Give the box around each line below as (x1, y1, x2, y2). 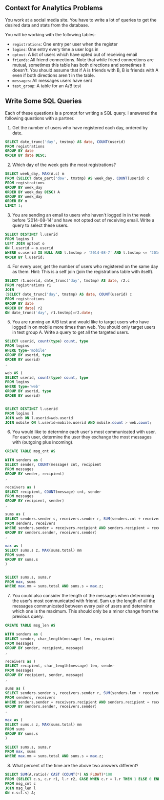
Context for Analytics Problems (5, 4, 103, 12)
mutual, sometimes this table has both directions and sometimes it (12, 62, 145, 68)
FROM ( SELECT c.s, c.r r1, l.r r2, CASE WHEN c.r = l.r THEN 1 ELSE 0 (5, 776, 152, 781)
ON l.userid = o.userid (5, 245, 54, 250)
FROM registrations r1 (5, 283, 51, 288)
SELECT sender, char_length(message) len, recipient (5, 636, 115, 641)
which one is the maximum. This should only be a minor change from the (12, 608, 159, 614)
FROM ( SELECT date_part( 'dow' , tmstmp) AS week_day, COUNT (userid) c (5, 176, 150, 181)
